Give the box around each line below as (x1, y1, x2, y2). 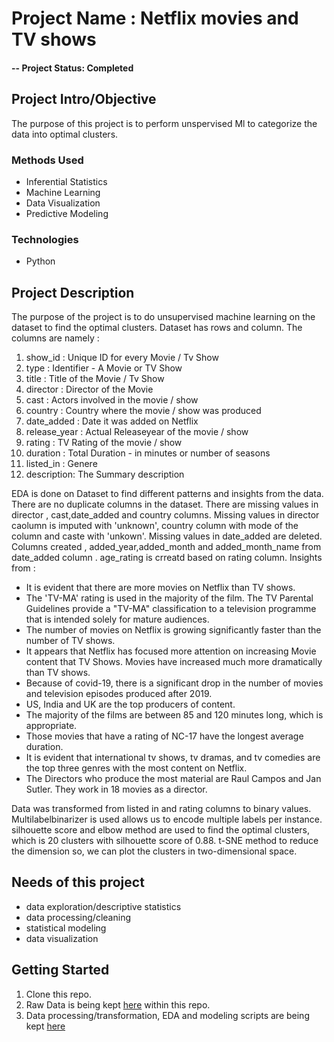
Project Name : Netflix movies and (11, 7, 299, 30)
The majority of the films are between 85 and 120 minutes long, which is (25, 709, 324, 721)
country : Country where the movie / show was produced (25, 405, 262, 416)
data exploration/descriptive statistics (25, 900, 182, 912)
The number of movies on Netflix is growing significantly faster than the (25, 624, 322, 636)
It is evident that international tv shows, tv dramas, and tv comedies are (25, 752, 321, 763)
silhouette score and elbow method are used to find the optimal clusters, (11, 824, 310, 836)
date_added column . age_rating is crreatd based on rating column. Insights (11, 552, 323, 563)
